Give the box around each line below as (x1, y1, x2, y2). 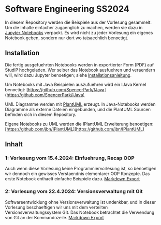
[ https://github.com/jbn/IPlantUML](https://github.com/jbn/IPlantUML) (5, 126, 145, 132)
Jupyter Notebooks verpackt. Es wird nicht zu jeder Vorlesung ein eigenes (5, 30, 153, 35)
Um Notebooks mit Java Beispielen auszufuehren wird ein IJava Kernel (5, 81, 146, 87)
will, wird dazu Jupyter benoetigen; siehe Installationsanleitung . (5, 72, 132, 78)
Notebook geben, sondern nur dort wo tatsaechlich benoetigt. (5, 35, 129, 41)
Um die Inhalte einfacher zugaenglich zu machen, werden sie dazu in (5, 24, 143, 30)
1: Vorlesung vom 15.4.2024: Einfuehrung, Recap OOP (5, 155, 134, 161)
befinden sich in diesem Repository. (5, 112, 76, 117)
